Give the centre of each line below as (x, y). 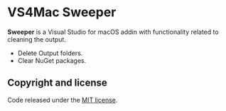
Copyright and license (58, 83)
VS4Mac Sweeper (62, 12)
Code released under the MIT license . (63, 100)
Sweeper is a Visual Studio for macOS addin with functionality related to (113, 32)
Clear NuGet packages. (52, 60)
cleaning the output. (37, 39)
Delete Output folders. (50, 53)
